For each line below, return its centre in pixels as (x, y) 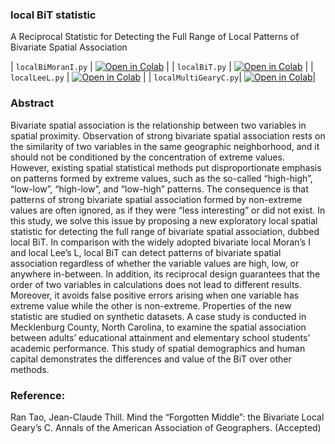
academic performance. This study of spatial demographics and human (158, 348)
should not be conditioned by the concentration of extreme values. (147, 157)
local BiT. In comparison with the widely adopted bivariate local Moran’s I (160, 242)
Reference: (38, 395)
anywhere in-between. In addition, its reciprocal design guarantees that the (165, 274)
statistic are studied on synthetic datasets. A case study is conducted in (158, 316)
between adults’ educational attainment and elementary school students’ (160, 337)
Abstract (32, 103)
